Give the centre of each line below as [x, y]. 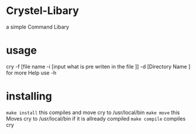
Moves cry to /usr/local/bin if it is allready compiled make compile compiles [96, 118]
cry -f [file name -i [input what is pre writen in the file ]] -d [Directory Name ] [98, 66]
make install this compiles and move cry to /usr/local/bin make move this [93, 112]
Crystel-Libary [42, 11]
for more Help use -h [31, 73]
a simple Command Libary [37, 27]
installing [29, 96]
